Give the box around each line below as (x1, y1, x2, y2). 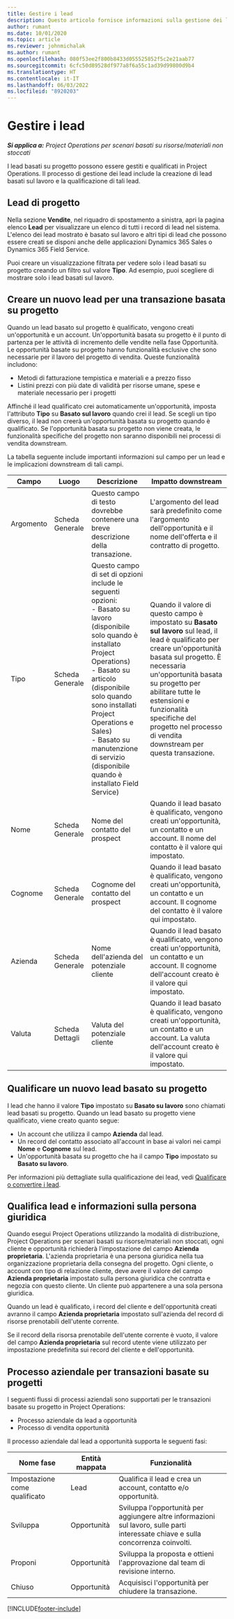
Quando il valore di (149, 600, 212, 609)
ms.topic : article (7, 36, 61, 43)
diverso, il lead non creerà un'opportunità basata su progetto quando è (7, 416, 210, 425)
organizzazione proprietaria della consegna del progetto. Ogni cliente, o (7, 1259, 214, 1268)
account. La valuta (149, 1033, 210, 1042)
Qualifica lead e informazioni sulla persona (7, 1200, 197, 1212)
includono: (7, 360, 38, 368)
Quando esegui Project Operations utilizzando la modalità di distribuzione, (7, 1230, 220, 1238)
